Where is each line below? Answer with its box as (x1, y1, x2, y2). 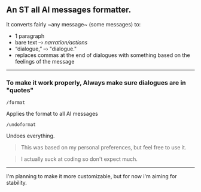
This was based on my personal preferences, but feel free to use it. (20, 144, 187, 151)
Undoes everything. (6, 132, 55, 140)
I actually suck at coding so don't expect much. (20, 155, 138, 163)
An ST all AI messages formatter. (6, 5, 132, 15)
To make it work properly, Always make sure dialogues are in (6, 78, 187, 86)
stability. (6, 179, 27, 187)
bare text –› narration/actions (14, 38, 88, 46)
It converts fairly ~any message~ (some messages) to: (6, 20, 141, 28)
